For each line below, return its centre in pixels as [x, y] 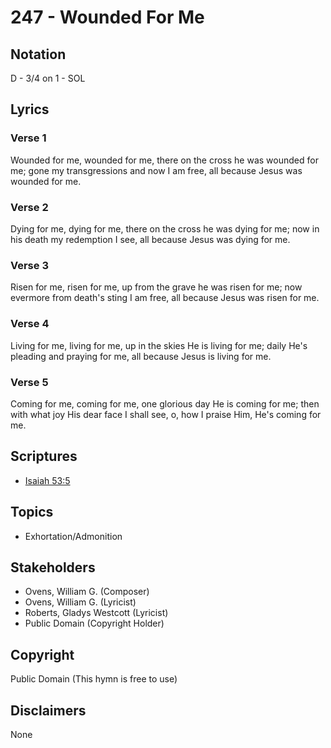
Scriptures [44, 456]
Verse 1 [28, 138]
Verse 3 [29, 265]
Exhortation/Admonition [73, 536]
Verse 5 [29, 382]
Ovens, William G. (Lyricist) [80, 602]
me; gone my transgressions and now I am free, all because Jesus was [156, 170]
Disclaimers [48, 710]
